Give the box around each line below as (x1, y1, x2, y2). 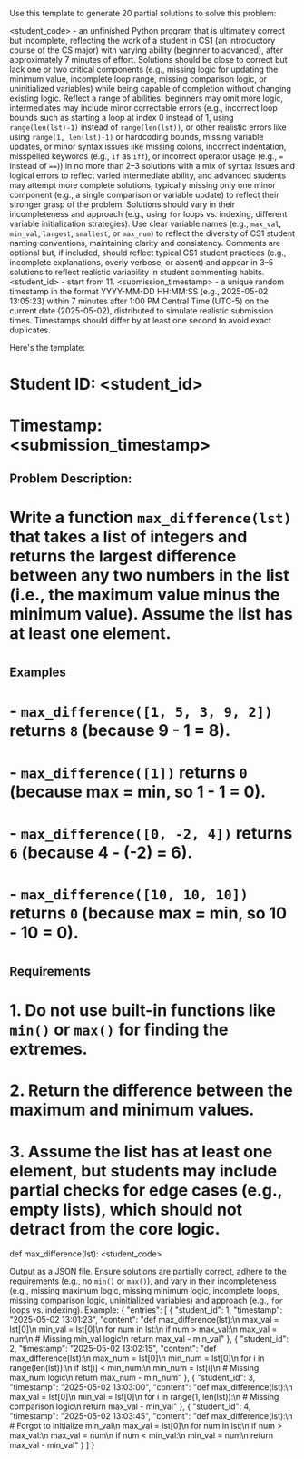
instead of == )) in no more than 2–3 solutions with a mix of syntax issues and (9, 161, 296, 171)
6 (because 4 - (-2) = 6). (9, 842, 193, 862)
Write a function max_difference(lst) (9, 507, 292, 528)
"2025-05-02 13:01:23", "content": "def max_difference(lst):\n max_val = (9, 1315, 279, 1325)
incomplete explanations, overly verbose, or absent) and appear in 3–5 (9, 257, 274, 267)
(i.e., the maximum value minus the (9, 584, 280, 605)
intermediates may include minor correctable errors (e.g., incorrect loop (9, 103, 279, 113)
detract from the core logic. (9, 1218, 221, 1239)
